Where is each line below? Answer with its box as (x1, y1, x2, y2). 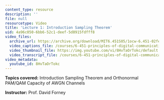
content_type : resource (5, 7, 54, 12)
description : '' (5, 12, 38, 17)
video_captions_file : (9, 43, 54, 48)
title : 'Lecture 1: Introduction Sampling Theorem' (5, 25, 112, 30)
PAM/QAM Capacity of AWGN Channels (5, 80, 85, 86)
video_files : (5, 35, 32, 40)
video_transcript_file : (9, 52, 58, 58)
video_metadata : (5, 57, 38, 62)
